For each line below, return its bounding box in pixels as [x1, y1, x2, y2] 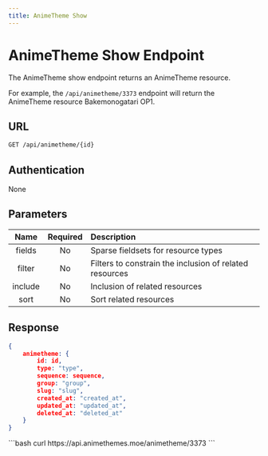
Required [47, 231, 83, 242]
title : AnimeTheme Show [8, 11, 88, 20]
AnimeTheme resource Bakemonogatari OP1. [8, 97, 156, 106]
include [12, 281, 40, 292]
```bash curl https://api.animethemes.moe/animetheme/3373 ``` [8, 438, 215, 448]
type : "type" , [37, 365, 84, 373]
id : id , [37, 357, 62, 365]
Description [90, 231, 136, 242]
